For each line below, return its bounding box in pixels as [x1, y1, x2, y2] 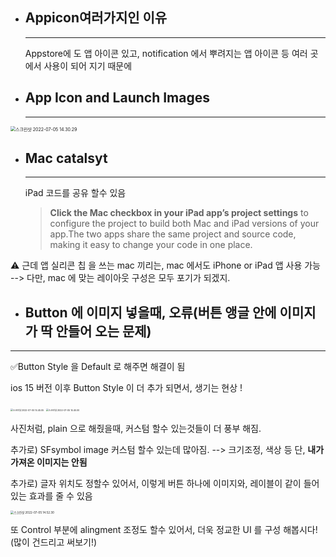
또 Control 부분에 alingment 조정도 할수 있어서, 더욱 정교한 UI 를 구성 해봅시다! [10, 524, 318, 536]
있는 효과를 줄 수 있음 [10, 490, 93, 502]
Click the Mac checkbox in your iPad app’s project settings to [49, 207, 309, 219]
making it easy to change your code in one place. [49, 239, 253, 251]
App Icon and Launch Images [24, 89, 210, 107]
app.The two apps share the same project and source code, [49, 228, 297, 240]
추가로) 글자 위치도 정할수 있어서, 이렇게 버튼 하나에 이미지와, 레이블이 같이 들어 [10, 478, 320, 490]
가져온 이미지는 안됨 [10, 456, 88, 468]
